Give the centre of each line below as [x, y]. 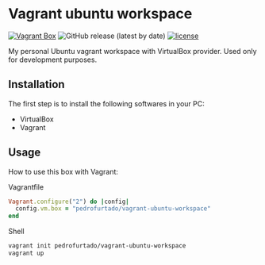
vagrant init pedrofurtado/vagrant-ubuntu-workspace [97, 246]
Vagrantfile [26, 186]
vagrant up [26, 253]
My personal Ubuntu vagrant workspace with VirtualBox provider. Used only [132, 51]
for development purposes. [53, 60]
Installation [36, 84]
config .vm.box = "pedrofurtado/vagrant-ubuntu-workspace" [113, 209]
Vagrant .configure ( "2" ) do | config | [69, 202]
